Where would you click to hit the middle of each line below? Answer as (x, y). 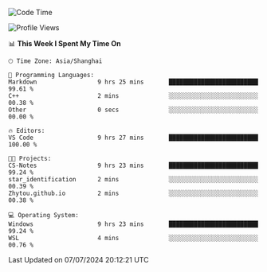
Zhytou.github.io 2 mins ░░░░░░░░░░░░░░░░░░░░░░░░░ (133, 193)
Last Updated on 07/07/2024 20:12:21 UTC (79, 260)
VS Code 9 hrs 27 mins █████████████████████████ (133, 138)
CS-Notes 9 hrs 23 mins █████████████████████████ (133, 165)
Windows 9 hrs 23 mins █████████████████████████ (133, 224)
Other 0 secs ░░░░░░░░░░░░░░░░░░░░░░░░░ (133, 110)
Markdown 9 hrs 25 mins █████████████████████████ (133, 82)
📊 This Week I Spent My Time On (65, 43)
